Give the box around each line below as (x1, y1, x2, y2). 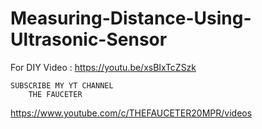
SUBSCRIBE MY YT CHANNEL (10, 80, 114, 91)
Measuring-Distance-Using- (10, 7, 252, 30)
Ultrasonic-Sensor (10, 28, 168, 51)
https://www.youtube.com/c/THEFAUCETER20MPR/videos (10, 107, 253, 119)
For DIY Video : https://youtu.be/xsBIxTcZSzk (10, 61, 197, 73)
